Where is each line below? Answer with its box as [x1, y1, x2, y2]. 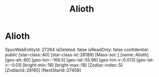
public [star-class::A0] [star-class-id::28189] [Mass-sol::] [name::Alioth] [5, 52, 149, 58]
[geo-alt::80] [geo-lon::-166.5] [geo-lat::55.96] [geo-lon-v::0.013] [5, 57, 136, 62]
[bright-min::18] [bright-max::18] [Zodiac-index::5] [22, 62, 123, 68]
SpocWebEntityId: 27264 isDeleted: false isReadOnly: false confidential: [5, 46, 149, 52]
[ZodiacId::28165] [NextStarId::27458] [5, 67, 81, 73]
